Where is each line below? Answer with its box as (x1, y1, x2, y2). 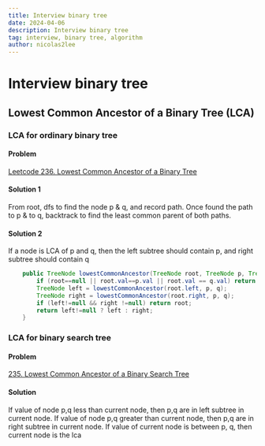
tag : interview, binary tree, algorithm (8, 33, 144, 42)
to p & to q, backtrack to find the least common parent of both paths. (8, 210, 231, 221)
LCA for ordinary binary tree (8, 129, 118, 140)
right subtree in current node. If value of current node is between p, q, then (8, 422, 252, 431)
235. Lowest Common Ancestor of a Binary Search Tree (8, 370, 189, 379)
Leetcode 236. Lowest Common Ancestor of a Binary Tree (8, 166, 197, 176)
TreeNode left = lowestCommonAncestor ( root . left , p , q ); (36, 284, 227, 292)
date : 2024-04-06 (8, 19, 65, 27)
